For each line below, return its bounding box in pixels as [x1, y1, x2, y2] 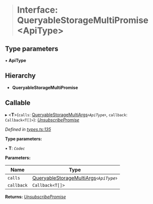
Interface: [17, 4, 58, 16]
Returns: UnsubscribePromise [5, 194, 66, 200]
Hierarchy [5, 72, 36, 80]
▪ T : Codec [5, 145, 25, 151]
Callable [5, 99, 31, 107]
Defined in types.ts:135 [5, 126, 51, 132]
